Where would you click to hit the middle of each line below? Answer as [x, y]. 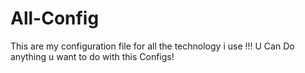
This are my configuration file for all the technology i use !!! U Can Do [152, 46]
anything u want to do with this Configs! [92, 56]
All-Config [55, 18]
